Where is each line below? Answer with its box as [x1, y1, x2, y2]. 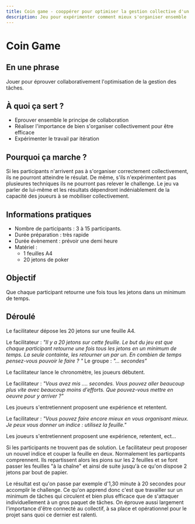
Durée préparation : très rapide [14, 231, 89, 238]
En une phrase [6, 63, 60, 73]
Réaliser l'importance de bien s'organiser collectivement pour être [14, 123, 174, 130]
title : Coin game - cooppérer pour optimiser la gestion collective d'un [6, 8, 190, 15]
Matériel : [14, 243, 38, 250]
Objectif [6, 273, 36, 283]
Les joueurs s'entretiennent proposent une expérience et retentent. [6, 404, 168, 411]
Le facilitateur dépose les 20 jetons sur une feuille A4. [6, 327, 136, 334]
